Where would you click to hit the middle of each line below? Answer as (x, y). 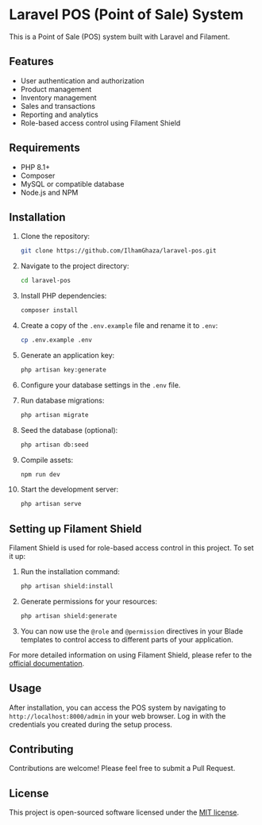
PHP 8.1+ (35, 167)
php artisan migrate (54, 414)
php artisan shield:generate (69, 616)
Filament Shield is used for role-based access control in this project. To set (131, 548)
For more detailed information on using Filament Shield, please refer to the (131, 655)
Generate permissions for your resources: (89, 601)
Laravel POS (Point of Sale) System (127, 15)
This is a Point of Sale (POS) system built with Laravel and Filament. (119, 37)
